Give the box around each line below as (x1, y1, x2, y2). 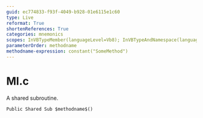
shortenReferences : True (6, 25, 69, 32)
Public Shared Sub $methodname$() (6, 106, 94, 112)
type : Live (6, 15, 34, 21)
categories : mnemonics (6, 31, 63, 38)
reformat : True (6, 20, 45, 26)
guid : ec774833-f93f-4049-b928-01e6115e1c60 (6, 8, 120, 15)
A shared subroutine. (6, 94, 59, 102)
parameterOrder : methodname (6, 43, 77, 49)
